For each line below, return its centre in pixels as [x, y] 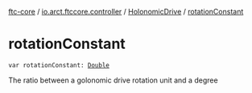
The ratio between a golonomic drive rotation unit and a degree [114, 80]
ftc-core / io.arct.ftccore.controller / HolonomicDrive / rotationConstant [126, 12]
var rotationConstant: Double [59, 65]
